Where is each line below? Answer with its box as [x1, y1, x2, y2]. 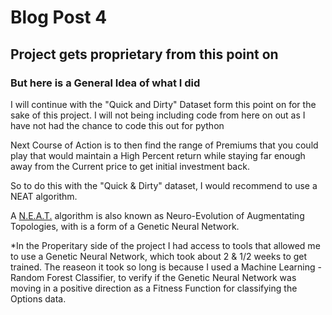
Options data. [10, 292, 67, 305]
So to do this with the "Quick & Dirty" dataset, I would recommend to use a [10, 179, 318, 191]
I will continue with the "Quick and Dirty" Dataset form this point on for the [10, 98, 317, 110]
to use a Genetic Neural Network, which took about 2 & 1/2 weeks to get [10, 250, 308, 262]
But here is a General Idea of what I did [10, 76, 201, 90]
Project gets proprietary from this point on [10, 46, 279, 63]
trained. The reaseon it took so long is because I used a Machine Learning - [10, 261, 322, 273]
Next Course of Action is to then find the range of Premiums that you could [10, 139, 319, 151]
